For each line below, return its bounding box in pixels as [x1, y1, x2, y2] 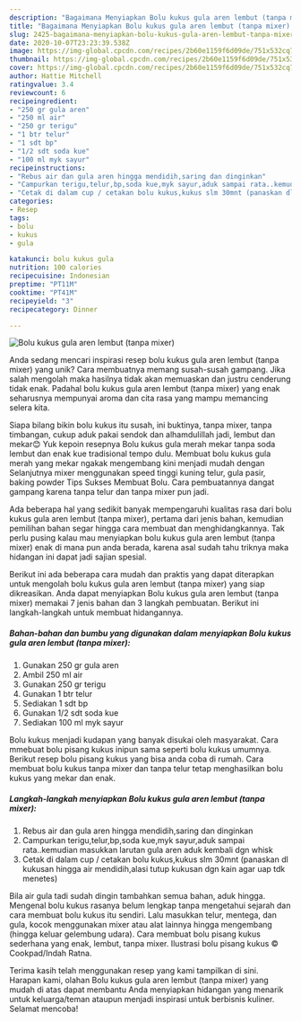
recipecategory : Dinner [9, 304, 99, 314]
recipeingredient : [9, 96, 78, 106]
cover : [9, 64, 34, 73]
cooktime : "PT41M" [9, 288, 78, 297]
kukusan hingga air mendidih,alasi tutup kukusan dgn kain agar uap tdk [21, 864, 286, 875]
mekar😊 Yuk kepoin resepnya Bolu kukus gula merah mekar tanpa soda [9, 439, 276, 450]
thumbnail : [9, 55, 50, 64]
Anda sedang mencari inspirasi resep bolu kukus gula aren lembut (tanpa [9, 355, 279, 365]
